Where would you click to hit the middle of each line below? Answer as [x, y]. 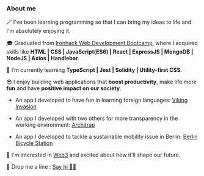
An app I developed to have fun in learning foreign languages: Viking [101, 100]
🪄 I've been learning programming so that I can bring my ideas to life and [99, 22]
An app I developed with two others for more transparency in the [97, 118]
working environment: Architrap [55, 125]
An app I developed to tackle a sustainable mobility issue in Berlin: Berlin [106, 137]
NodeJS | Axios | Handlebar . [43, 58]
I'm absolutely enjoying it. [38, 31]
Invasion [26, 107]
